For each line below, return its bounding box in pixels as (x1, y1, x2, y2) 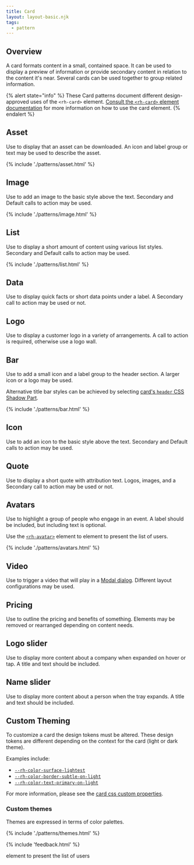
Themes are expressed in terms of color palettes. (6, 818, 124, 825)
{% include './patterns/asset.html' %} (6, 160, 95, 167)
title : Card (6, 8, 35, 15)
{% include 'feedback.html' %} (6, 840, 80, 848)
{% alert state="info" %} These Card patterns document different (6, 92, 163, 99)
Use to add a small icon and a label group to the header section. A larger (6, 370, 180, 377)
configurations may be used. (6, 583, 75, 590)
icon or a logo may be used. (6, 377, 73, 384)
